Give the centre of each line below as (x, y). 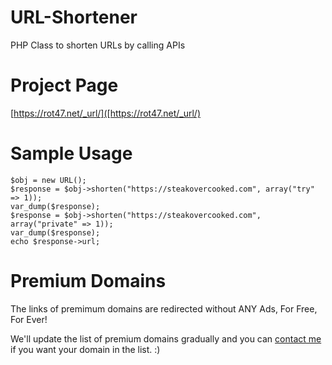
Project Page (64, 85)
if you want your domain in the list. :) (85, 349)
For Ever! (29, 319)
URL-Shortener (74, 17)
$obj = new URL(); (48, 180)
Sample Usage (71, 153)
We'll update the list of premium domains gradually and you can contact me (166, 338)
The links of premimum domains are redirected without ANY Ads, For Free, (164, 308)
